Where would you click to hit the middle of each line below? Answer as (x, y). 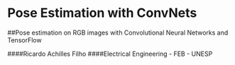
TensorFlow (24, 40)
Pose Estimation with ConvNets (102, 13)
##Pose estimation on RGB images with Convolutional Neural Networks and (118, 32)
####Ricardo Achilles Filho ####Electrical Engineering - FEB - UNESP (110, 54)
